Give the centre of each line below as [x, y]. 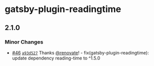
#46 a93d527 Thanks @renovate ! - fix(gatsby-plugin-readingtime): [81, 52]
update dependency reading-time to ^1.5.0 [56, 58]
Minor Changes [24, 42]
